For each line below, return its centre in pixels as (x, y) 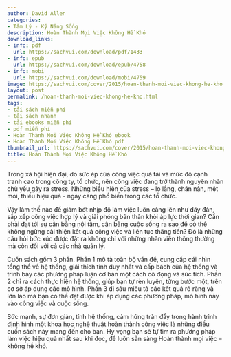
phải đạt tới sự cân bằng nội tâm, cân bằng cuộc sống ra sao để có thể (107, 224)
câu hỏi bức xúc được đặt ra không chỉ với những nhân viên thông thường (111, 238)
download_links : (30, 39)
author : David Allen (37, 13)
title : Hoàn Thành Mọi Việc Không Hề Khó (67, 155)
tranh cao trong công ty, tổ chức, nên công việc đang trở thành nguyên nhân (115, 181)
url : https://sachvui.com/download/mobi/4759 (80, 78)
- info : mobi (26, 71)
